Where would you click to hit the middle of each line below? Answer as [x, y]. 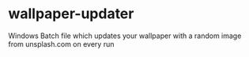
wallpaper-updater [71, 14]
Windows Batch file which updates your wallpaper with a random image [125, 36]
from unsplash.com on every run [61, 44]
